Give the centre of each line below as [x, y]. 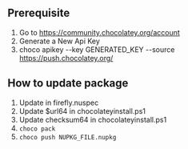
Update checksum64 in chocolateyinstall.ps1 [93, 119]
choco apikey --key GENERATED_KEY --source [97, 49]
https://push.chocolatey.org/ [66, 58]
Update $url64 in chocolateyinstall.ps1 [82, 111]
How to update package [68, 83]
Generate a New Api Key [60, 41]
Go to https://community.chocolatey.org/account [100, 32]
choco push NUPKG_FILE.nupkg [68, 137]
